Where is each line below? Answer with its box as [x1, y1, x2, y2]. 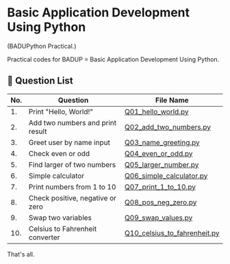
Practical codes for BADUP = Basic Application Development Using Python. [7, 55, 220, 63]
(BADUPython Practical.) [7, 42, 77, 50]
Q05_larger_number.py [124, 159, 199, 169]
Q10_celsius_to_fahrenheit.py [124, 228, 220, 237]
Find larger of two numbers [28, 159, 116, 169]
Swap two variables [28, 213, 92, 222]
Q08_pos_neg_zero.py [124, 197, 197, 207]
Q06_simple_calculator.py [124, 171, 208, 181]
